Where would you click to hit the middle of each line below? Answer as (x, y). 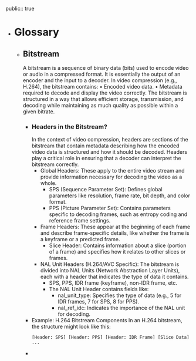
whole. (48, 183)
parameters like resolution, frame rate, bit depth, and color (119, 195)
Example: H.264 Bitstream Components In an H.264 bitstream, (107, 320)
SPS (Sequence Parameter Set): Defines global (106, 190)
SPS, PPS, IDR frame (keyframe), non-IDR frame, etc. (113, 283)
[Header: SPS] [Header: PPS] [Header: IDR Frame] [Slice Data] (110, 338)
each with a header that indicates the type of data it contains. (114, 277)
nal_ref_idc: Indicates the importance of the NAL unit (121, 308)
